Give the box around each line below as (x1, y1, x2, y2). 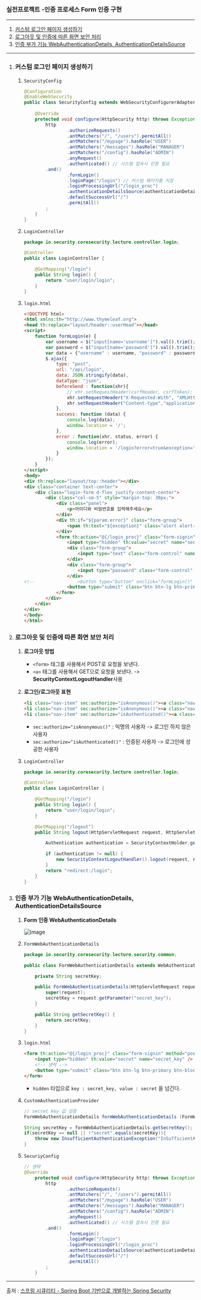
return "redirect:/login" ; (45, 868, 112, 874)
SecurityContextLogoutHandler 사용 (32, 675, 123, 682)
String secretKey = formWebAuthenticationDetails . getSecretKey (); (23, 1124, 193, 1131)
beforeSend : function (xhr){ (56, 383, 129, 389)
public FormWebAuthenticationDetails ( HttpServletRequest (35, 984, 179, 990)
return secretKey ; (45, 1017, 92, 1023)
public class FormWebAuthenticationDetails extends (23, 962, 156, 968)
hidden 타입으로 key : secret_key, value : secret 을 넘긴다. (32, 1084, 181, 1092)
